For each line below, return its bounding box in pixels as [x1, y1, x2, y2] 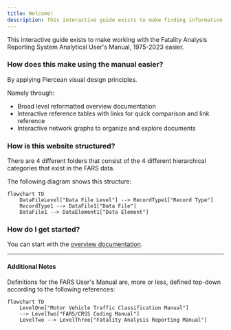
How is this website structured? [7, 141, 115, 151]
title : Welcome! [7, 10, 54, 17]
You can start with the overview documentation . [7, 240, 143, 248]
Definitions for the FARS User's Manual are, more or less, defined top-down [7, 278, 221, 286]
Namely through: [7, 89, 55, 97]
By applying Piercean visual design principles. [7, 75, 137, 83]
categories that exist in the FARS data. [7, 164, 115, 173]
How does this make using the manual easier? [7, 60, 164, 69]
